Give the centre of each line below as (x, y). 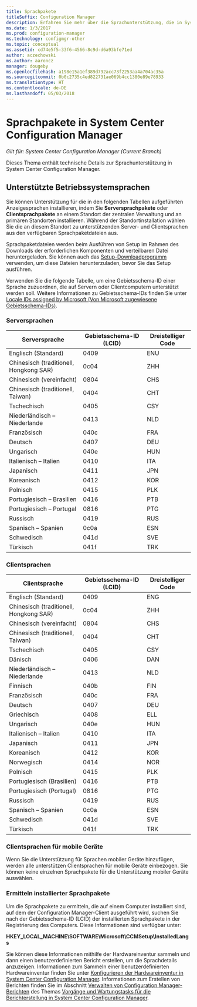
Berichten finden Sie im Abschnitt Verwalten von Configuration (82, 985)
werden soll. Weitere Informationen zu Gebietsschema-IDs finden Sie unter (96, 293)
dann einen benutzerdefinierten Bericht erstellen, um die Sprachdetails (91, 960)
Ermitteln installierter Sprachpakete (58, 894)
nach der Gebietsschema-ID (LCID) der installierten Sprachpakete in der (93, 919)
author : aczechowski (31, 55)
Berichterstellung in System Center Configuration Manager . (78, 998)
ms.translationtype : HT (35, 83)
